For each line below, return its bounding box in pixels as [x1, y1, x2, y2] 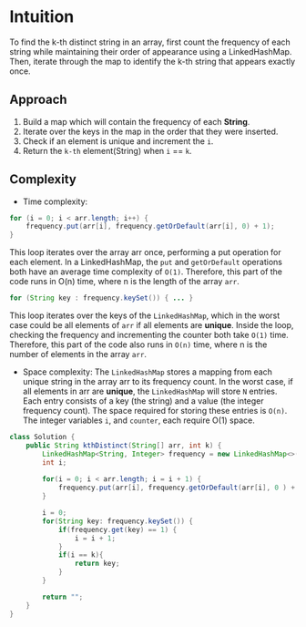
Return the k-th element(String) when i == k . [22, 145, 193, 156]
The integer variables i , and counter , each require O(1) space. [22, 415, 255, 426]
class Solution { [9, 433, 76, 442]
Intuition [9, 6, 75, 27]
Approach [9, 92, 67, 108]
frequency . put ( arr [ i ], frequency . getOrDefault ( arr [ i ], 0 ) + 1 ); [25, 221, 275, 231]
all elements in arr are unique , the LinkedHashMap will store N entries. [22, 385, 278, 397]
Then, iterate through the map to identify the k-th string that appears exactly [9, 56, 296, 67]
